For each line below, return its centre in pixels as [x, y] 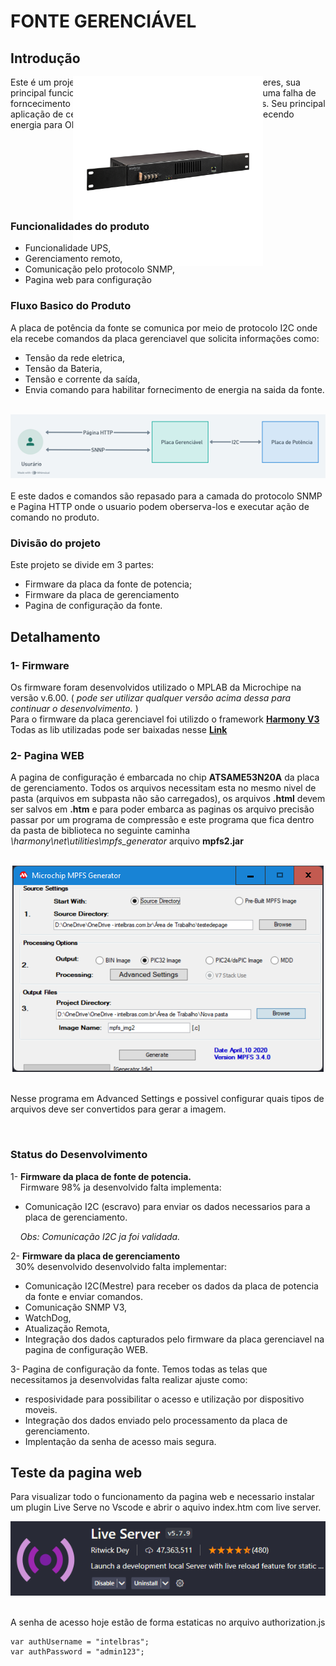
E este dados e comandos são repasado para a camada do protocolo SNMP [166, 496]
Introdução [45, 58]
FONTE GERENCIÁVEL [103, 21]
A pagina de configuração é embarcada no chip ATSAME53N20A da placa [165, 777]
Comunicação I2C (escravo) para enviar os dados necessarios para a [167, 1206]
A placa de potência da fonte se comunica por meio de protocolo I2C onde [164, 327]
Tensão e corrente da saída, [82, 379]
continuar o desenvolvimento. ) [74, 708]
